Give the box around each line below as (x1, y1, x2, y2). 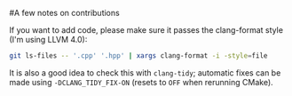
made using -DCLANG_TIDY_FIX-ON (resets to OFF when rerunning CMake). (9, 76, 273, 87)
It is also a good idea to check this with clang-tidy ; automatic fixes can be (9, 67, 281, 78)
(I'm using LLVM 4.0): (9, 35, 88, 44)
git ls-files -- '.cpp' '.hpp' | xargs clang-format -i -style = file (9, 52, 268, 60)
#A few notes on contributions (9, 8, 120, 18)
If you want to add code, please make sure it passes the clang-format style (9, 25, 284, 35)
